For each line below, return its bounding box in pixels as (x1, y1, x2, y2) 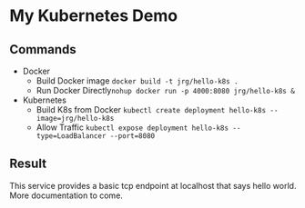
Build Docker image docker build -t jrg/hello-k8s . (36, 75, 239, 86)
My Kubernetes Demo (9, 5, 178, 26)
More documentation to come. (9, 190, 123, 201)
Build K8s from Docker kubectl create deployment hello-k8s (36, 104, 267, 114)
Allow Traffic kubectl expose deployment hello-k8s (36, 122, 229, 133)
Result (9, 156, 47, 172)
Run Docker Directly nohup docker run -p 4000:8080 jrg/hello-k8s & (36, 85, 296, 95)
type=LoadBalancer (36, 132, 107, 141)
